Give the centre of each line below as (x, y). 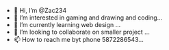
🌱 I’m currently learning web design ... (67, 25)
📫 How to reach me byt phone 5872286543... (78, 40)
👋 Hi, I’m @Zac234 (40, 10)
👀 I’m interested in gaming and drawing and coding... (88, 18)
